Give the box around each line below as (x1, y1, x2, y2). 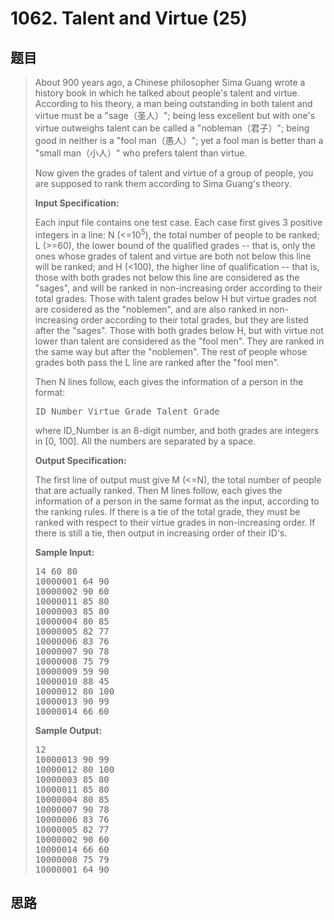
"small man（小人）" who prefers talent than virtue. (34, 147, 248, 159)
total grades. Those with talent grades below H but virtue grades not (34, 292, 317, 304)
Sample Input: (34, 546, 95, 558)
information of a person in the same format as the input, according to (34, 495, 320, 507)
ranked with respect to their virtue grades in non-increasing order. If (34, 516, 316, 528)
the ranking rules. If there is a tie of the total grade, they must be (34, 505, 301, 517)
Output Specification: (34, 454, 127, 466)
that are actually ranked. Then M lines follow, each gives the (34, 484, 283, 496)
